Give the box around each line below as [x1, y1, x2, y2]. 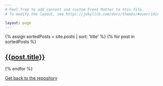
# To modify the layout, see [5, 12, 64, 17]
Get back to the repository [5, 75, 58, 81]
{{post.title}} [5, 53, 45, 61]
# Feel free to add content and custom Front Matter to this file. [5, 7, 145, 12]
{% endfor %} [5, 66, 33, 72]
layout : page [5, 20, 32, 25]
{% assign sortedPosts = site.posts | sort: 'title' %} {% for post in [5, 34, 135, 39]
